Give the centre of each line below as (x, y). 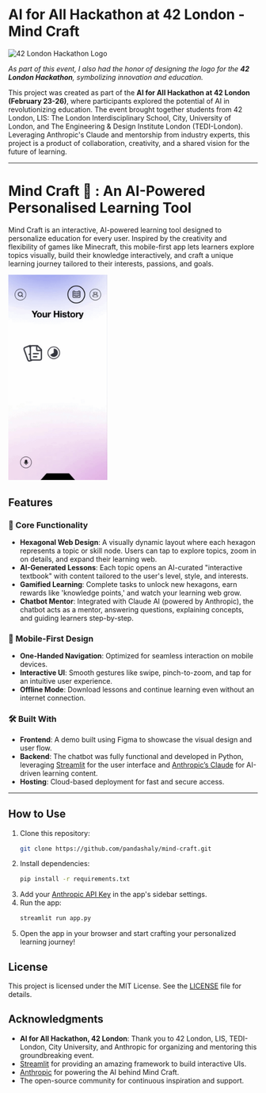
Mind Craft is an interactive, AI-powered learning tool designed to (115, 230)
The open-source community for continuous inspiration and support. (132, 1080)
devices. (34, 665)
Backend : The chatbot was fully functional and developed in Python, (131, 756)
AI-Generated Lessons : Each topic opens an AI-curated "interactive (131, 568)
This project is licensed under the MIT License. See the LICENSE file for (125, 986)
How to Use (37, 814)
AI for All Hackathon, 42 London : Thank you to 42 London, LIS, (123, 1038)
